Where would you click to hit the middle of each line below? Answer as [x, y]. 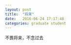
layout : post [18, 10]
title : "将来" [20, 14]
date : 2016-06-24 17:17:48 [35, 19]
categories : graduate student [36, 23]
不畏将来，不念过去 [24, 38]
